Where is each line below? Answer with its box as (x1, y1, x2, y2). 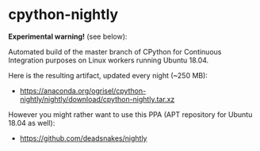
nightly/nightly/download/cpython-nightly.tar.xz (19, 94, 175, 104)
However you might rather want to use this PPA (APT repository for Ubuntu (8, 109, 253, 119)
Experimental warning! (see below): (8, 32, 128, 41)
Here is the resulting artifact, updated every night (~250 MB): (8, 70, 208, 80)
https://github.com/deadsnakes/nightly (19, 133, 147, 143)
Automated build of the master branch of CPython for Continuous (8, 47, 222, 56)
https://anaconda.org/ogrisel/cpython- (19, 85, 147, 96)
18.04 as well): (8, 118, 55, 127)
